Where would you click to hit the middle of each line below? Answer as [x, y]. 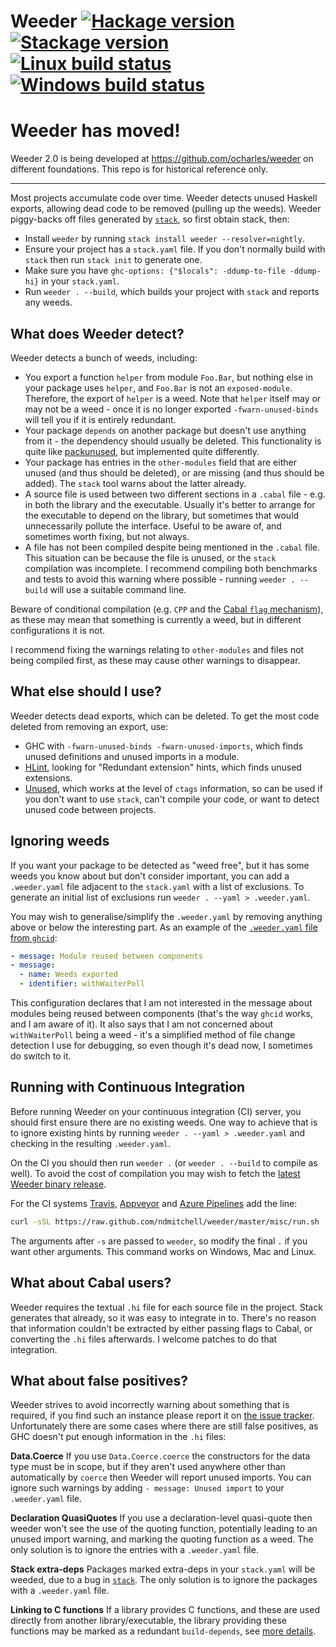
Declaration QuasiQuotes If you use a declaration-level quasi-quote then [161, 1518]
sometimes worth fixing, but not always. [107, 536]
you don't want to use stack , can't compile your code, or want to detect [172, 799]
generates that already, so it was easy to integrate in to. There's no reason [163, 1317]
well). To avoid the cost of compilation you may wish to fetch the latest [155, 1173]
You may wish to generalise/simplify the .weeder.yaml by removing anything [166, 916]
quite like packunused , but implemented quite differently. [142, 451]
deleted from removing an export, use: [89, 726]
